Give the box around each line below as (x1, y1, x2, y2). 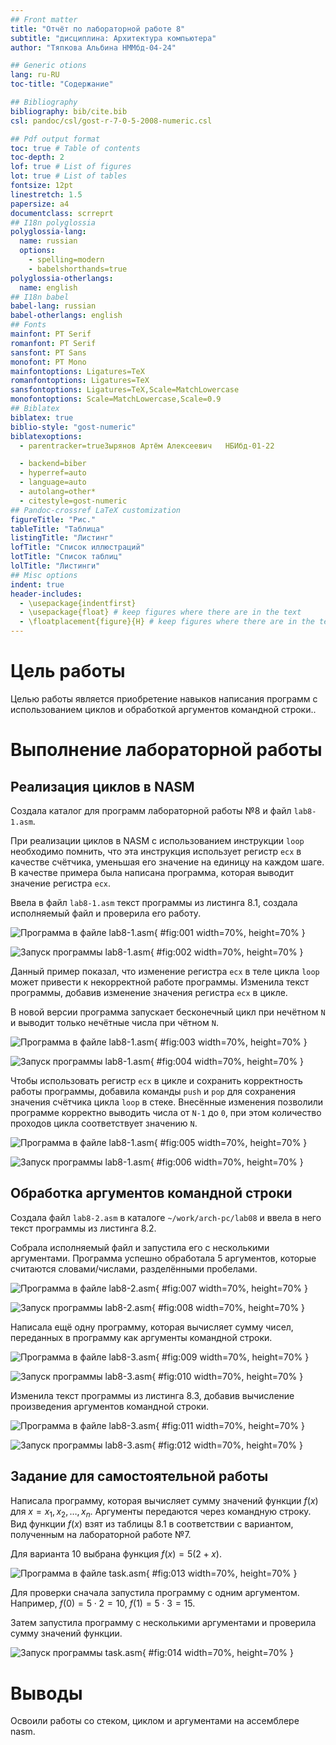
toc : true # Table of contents (10, 143, 141, 153)
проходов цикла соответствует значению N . (10, 1117, 198, 1129)
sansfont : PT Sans (10, 347, 87, 358)
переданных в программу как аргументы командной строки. (10, 1331, 273, 1343)
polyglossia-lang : (10, 227, 87, 237)
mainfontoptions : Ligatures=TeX (10, 366, 145, 376)
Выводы (10, 1682, 83, 1705)
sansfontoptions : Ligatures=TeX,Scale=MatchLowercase (10, 385, 240, 395)
